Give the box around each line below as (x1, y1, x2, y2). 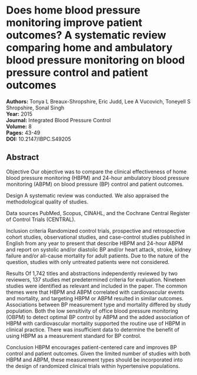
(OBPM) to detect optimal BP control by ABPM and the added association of (6, 313, 190, 320)
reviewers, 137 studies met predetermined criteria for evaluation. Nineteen (6, 276, 186, 283)
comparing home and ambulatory (6, 41, 173, 55)
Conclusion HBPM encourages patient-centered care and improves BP (6, 343, 178, 350)
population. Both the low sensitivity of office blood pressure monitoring (6, 307, 178, 314)
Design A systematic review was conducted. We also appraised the (6, 192, 169, 199)
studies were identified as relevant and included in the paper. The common (6, 282, 188, 289)
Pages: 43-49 (6, 129, 41, 136)
